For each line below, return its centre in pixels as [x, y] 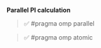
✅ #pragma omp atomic [58, 37]
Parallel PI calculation [39, 10]
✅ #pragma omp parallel [59, 23]
